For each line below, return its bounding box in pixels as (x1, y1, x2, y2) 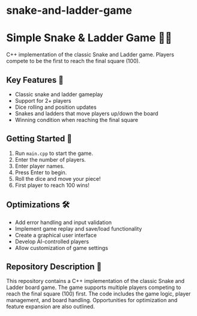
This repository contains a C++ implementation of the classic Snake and (6, 278, 185, 285)
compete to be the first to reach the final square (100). (6, 58, 141, 65)
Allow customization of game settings (14, 244, 108, 251)
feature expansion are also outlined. (6, 303, 95, 310)
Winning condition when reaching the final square (14, 116, 138, 123)
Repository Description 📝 (6, 261, 102, 272)
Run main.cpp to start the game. (14, 150, 94, 157)
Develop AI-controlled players (14, 238, 89, 245)
